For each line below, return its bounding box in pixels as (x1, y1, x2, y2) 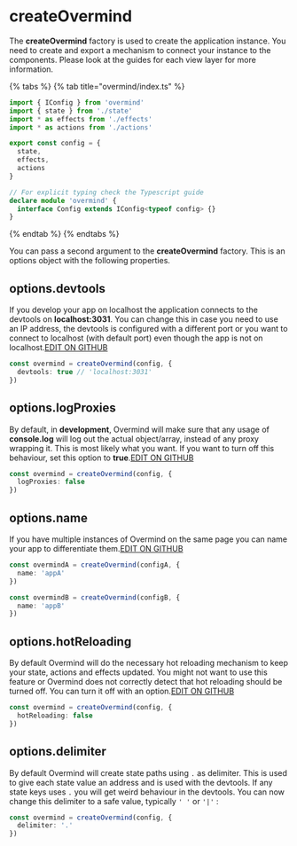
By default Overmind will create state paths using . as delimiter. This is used (9, 767, 288, 778)
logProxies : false (17, 477, 86, 487)
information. (9, 64, 54, 74)
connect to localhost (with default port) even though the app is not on (9, 333, 263, 343)
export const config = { (9, 139, 101, 148)
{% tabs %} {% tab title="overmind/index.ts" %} (9, 81, 185, 91)
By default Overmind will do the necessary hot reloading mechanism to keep (9, 658, 289, 669)
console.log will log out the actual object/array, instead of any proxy (9, 433, 260, 444)
